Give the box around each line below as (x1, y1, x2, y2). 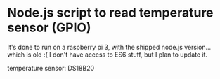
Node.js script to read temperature (7, 5, 214, 21)
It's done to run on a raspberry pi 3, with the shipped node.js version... (7, 43, 212, 51)
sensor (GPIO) (7, 20, 91, 36)
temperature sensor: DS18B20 (7, 64, 95, 72)
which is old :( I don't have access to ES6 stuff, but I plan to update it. (7, 50, 208, 59)
